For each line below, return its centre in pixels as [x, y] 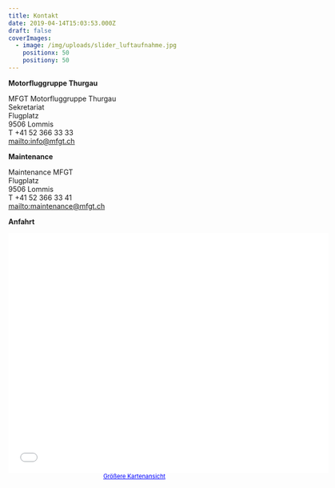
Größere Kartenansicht [134, 476]
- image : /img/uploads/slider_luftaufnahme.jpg [96, 46]
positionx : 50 [46, 53]
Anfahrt [22, 222]
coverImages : [30, 38]
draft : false [30, 30]
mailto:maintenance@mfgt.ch [57, 206]
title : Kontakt [34, 16]
